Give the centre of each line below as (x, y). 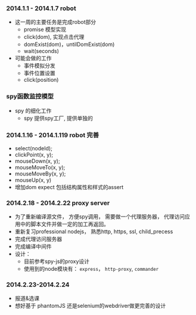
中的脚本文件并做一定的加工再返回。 (64, 224)
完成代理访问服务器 (38, 239)
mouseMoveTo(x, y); (40, 167)
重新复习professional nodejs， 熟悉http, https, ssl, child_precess (94, 231)
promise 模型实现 (45, 30)
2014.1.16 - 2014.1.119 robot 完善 (53, 135)
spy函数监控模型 (30, 97)
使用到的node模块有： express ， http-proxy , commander (91, 269)
